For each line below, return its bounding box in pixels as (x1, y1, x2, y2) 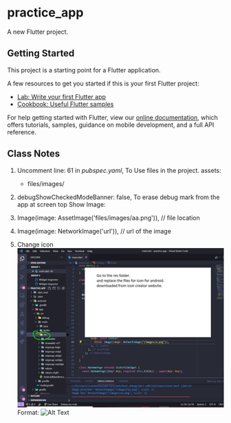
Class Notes (7, 148, 60, 160)
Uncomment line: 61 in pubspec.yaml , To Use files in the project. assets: (16, 166, 221, 174)
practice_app (7, 5, 84, 21)
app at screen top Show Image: (16, 200, 106, 208)
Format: (16, 409, 40, 417)
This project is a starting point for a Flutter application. (7, 65, 161, 74)
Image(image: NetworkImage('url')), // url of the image (16, 227, 172, 235)
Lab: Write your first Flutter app (16, 92, 107, 101)
